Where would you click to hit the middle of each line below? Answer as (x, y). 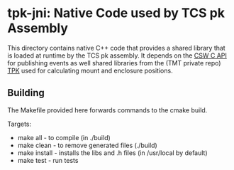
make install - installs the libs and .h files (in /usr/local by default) (112, 153)
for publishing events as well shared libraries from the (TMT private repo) (114, 63)
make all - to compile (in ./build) (64, 137)
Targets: (19, 124)
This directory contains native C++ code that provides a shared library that (116, 48)
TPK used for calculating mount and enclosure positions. (90, 70)
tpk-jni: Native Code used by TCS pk (116, 13)
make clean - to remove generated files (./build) (87, 145)
